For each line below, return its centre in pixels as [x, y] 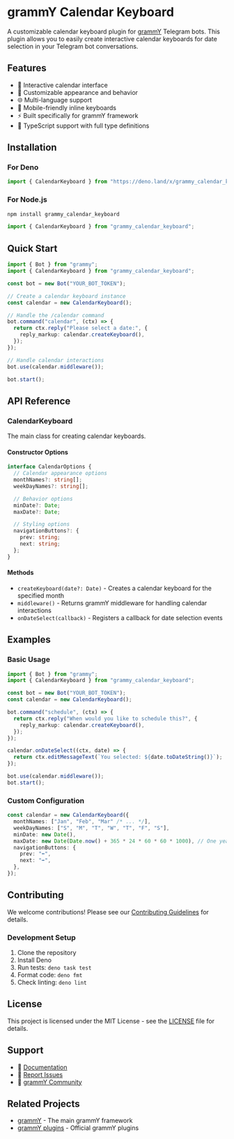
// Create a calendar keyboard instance [67, 296]
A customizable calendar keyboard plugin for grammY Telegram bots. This [114, 31]
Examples [29, 640]
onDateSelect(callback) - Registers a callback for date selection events [120, 617]
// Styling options [42, 525]
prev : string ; [40, 538]
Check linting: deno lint [52, 982]
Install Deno [34, 960]
